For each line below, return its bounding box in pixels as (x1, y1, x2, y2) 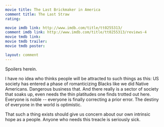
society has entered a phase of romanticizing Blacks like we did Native (5, 81, 149, 87)
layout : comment (5, 52, 39, 57)
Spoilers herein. (5, 66, 37, 72)
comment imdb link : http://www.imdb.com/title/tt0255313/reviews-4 (5, 30, 147, 35)
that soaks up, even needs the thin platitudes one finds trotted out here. (5, 91, 151, 97)
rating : (5, 16, 21, 21)
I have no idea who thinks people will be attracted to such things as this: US (5, 75, 159, 81)
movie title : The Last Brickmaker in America (5, 7, 100, 12)
